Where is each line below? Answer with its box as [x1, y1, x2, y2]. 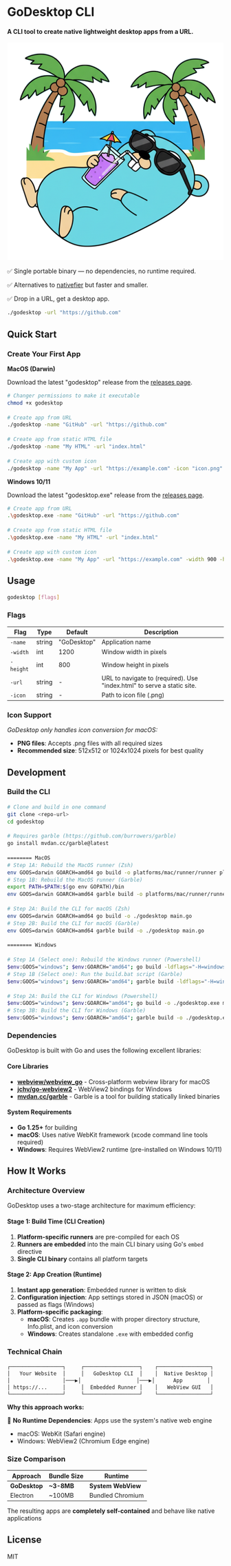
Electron [10, 1492, 34, 1500]
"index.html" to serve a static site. [101, 682, 197, 690]
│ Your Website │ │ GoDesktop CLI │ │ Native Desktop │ [7, 1370, 214, 1377]
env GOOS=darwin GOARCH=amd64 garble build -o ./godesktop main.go [7, 927, 205, 934]
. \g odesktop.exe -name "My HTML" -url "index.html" [7, 534, 158, 541]
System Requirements [7, 1108, 72, 1117]
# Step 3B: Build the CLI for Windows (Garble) [7, 1007, 146, 1014]
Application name [101, 638, 151, 647]
